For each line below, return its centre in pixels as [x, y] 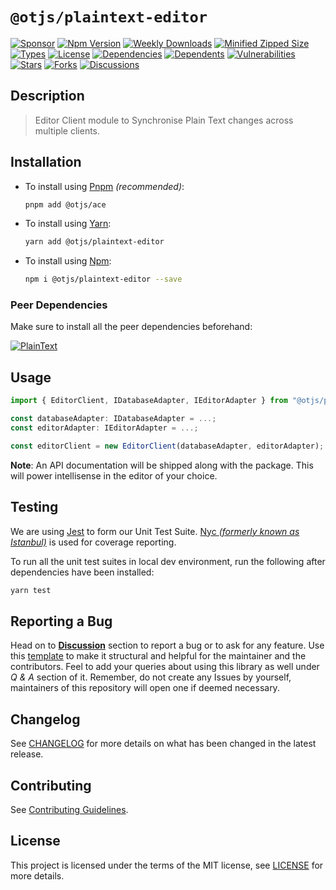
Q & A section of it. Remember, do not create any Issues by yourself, [151, 677]
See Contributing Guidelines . [69, 809]
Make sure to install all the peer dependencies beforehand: [131, 327]
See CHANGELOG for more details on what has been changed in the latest [163, 744]
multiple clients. [67, 130]
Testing [34, 507]
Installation [46, 162]
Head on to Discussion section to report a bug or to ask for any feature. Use [167, 645]
